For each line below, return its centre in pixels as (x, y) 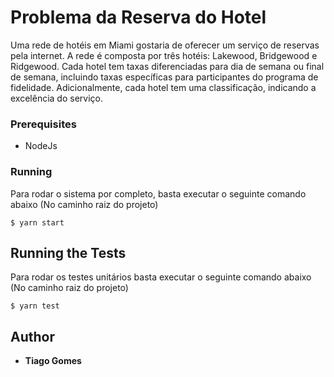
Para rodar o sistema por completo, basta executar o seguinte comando (158, 193)
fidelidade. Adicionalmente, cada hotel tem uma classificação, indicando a (163, 87)
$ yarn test (35, 306)
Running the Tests (68, 252)
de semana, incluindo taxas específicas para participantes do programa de (164, 77)
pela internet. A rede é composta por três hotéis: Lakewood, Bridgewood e (164, 55)
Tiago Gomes (53, 361)
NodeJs (41, 146)
